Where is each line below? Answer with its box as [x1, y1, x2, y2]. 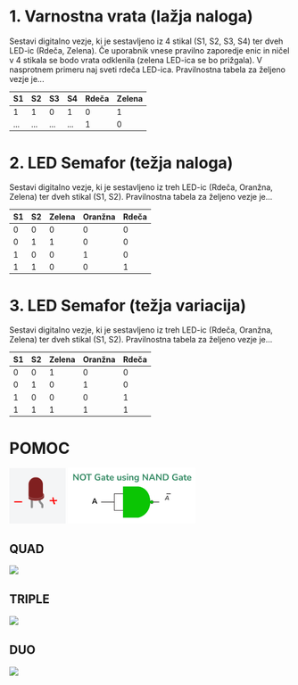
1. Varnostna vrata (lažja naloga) [9, 6, 253, 27]
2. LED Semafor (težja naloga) [9, 153, 234, 173]
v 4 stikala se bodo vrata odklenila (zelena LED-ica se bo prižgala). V [9, 54, 263, 65]
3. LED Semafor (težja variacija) [9, 295, 247, 316]
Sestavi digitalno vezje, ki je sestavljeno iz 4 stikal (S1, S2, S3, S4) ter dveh [9, 36, 284, 46]
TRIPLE [9, 591, 50, 607]
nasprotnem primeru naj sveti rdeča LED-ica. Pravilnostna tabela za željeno [9, 64, 286, 75]
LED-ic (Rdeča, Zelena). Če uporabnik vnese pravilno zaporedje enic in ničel [9, 45, 290, 55]
